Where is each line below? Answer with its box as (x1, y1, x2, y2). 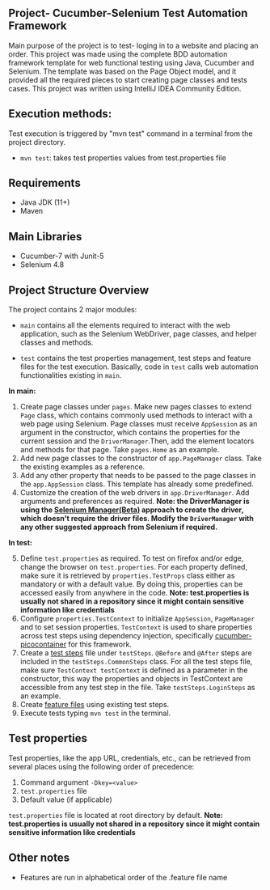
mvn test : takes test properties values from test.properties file (19, 153, 226, 163)
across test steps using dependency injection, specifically (19, 631, 213, 641)
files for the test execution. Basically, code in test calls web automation (19, 362, 259, 371)
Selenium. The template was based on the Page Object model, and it (8, 66, 237, 76)
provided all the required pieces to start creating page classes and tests (8, 74, 248, 84)
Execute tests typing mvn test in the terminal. (19, 708, 171, 718)
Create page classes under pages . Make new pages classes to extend (19, 402, 252, 412)
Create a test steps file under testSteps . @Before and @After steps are (19, 648, 252, 658)
